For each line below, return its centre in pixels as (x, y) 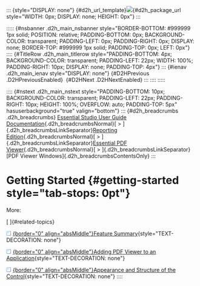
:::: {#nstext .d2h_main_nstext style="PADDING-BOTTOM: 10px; (86, 91)
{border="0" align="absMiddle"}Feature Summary (75, 233)
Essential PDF (110, 143)
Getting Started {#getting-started (93, 180)
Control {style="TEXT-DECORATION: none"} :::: (65, 276)
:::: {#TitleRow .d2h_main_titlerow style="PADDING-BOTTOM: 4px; (89, 54)
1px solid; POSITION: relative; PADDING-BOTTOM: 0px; (75, 35)
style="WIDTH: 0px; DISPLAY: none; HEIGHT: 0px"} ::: (74, 16)
